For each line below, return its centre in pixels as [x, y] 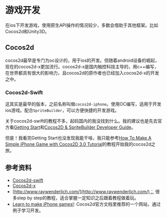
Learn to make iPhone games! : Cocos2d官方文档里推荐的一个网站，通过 [86, 204]
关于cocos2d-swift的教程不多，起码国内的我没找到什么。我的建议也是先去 [81, 121]
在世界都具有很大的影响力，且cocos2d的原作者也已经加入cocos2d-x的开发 [82, 73]
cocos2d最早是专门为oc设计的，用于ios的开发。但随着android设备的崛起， [82, 60]
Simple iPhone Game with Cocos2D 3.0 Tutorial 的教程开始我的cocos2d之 [80, 144]
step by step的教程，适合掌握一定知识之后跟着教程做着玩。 [78, 198]
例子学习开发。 [28, 210]
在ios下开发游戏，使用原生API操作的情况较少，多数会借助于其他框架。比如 [82, 25]
